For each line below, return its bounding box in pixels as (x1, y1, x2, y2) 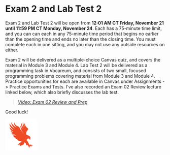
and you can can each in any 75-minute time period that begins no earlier (5, 30, 159, 37)
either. (5, 47, 19, 53)
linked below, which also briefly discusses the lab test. (5, 89, 119, 95)
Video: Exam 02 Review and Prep (17, 99, 88, 105)
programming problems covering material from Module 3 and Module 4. (5, 73, 155, 79)
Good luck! (5, 109, 28, 115)
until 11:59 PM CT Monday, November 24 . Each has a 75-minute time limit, (5, 25, 162, 31)
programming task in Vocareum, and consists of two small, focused (5, 67, 146, 74)
